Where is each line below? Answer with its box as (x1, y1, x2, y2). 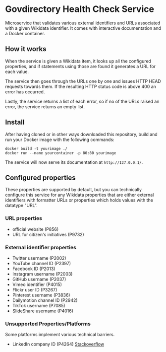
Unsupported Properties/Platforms (5, 320, 91, 327)
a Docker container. (5, 30, 46, 36)
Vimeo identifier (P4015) (12, 282, 62, 287)
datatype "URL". (5, 203, 38, 209)
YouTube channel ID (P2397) (12, 260, 71, 266)
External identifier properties (5, 244, 77, 251)
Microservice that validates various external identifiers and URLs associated (5, 20, 161, 26)
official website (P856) (12, 226, 59, 232)
